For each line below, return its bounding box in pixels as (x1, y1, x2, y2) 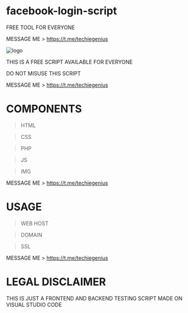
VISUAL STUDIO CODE (6, 301, 62, 308)
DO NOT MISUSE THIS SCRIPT (6, 69, 81, 77)
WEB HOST (20, 220, 49, 227)
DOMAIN (20, 231, 43, 238)
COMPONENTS (6, 102, 82, 116)
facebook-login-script (6, 4, 117, 18)
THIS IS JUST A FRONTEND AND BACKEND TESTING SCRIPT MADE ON (6, 295, 183, 302)
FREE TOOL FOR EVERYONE (6, 24, 75, 31)
